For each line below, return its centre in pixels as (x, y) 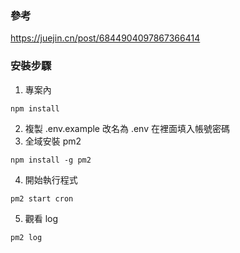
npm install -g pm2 (51, 160)
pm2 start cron (42, 198)
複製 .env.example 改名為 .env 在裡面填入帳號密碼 (127, 128)
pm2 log (26, 237)
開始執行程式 (51, 179)
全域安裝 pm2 (53, 141)
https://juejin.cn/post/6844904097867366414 (105, 38)
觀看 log (41, 218)
